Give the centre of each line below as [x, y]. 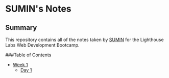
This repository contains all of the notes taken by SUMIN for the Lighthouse [85, 40]
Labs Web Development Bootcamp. [43, 45]
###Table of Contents [28, 55]
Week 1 [20, 65]
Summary [21, 28]
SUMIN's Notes [38, 9]
